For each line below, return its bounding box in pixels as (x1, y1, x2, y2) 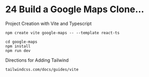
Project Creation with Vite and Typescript (5, 20, 92, 27)
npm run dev (5, 48, 31, 53)
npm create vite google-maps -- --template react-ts (5, 30, 120, 35)
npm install (5, 43, 31, 49)
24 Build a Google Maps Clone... (5, 4, 144, 15)
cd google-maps (5, 39, 38, 44)
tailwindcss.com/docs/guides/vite (5, 67, 79, 72)
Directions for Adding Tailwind (5, 57, 69, 63)
